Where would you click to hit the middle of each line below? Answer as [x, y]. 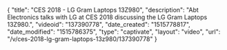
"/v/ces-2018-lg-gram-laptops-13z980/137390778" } [82, 39]
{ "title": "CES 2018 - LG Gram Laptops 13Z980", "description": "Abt [103, 10]
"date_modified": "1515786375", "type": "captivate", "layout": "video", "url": [114, 32]
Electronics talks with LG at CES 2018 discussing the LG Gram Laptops [107, 17]
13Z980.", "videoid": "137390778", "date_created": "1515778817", [99, 24]
